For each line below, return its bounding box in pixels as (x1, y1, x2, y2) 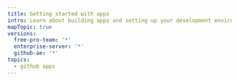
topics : (7, 56, 31, 63)
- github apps (14, 63, 55, 70)
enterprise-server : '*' (14, 43, 84, 50)
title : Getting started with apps (7, 10, 110, 18)
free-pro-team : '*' (14, 37, 72, 44)
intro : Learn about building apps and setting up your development (7, 17, 212, 24)
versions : (7, 30, 37, 37)
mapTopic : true (7, 23, 53, 30)
